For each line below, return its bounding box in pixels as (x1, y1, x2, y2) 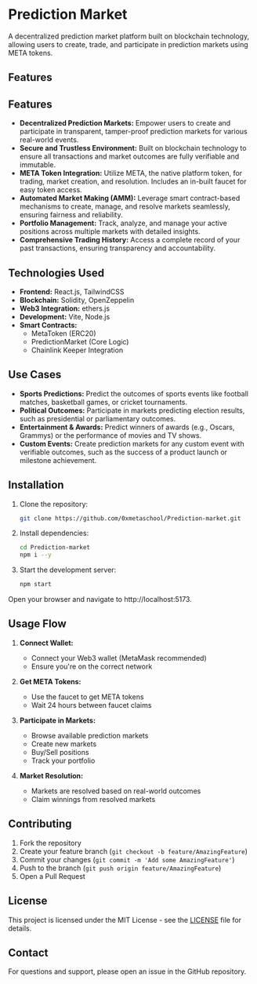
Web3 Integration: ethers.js (19, 304, 110, 313)
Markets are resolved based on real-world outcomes (31, 786, 201, 796)
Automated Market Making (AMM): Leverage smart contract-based (19, 194, 241, 203)
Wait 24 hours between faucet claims (31, 700, 152, 709)
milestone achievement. (19, 455, 97, 465)
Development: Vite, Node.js (19, 312, 110, 321)
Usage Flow (8, 618, 67, 631)
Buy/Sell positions (31, 747, 89, 756)
